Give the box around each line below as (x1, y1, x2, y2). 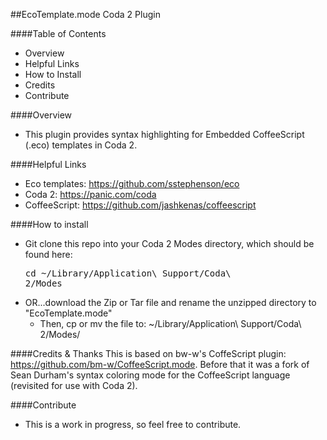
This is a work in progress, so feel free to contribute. (24, 419, 242, 430)
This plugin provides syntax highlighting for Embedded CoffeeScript (24, 129, 305, 140)
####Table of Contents (10, 28, 107, 39)
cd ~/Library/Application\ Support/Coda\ (24, 268, 232, 279)
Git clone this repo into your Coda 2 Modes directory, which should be (24, 238, 315, 249)
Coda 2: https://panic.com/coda (24, 189, 157, 200)
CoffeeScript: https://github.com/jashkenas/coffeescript (24, 199, 257, 211)
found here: (24, 249, 73, 260)
